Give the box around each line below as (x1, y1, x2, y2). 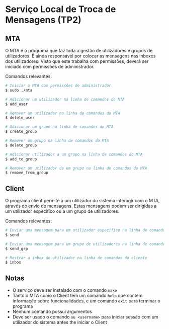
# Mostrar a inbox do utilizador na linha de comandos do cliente (5, 255, 147, 260)
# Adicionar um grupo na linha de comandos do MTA (5, 124, 114, 129)
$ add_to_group (5, 156, 37, 161)
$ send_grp (5, 246, 28, 251)
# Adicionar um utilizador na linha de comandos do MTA (5, 97, 125, 102)
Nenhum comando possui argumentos (12, 308, 92, 315)
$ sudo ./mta (5, 88, 33, 93)
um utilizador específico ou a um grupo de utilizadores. (5, 208, 120, 214)
